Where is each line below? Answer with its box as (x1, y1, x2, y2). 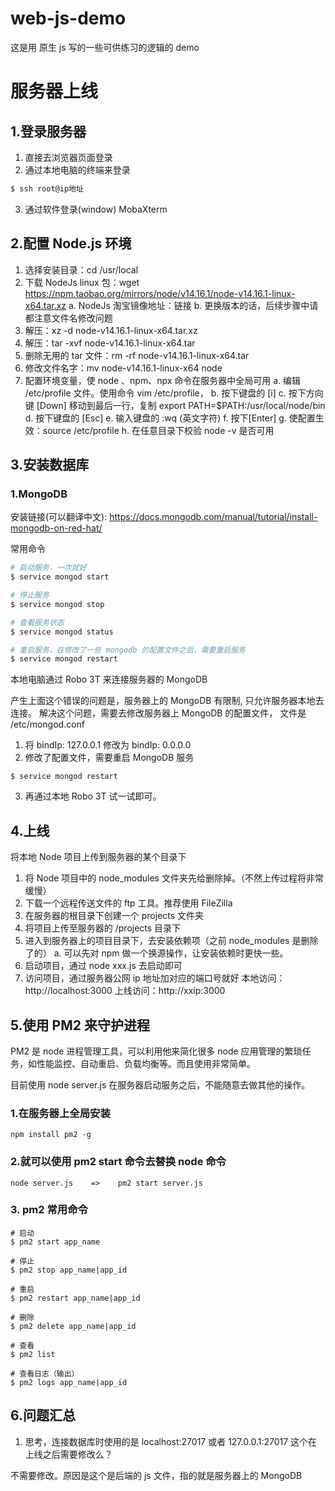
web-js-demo (10, 7, 127, 30)
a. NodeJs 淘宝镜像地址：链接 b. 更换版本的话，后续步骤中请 (68, 299, 319, 311)
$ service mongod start (10, 572, 110, 582)
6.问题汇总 (10, 1407, 77, 1424)
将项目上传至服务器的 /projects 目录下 (24, 922, 182, 934)
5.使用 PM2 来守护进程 (10, 1017, 150, 1034)
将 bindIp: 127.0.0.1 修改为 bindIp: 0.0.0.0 (24, 739, 192, 751)
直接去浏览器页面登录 (24, 151, 113, 163)
